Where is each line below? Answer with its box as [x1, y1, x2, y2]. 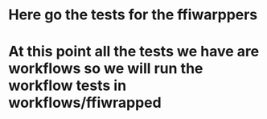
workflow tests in [8, 76, 127, 95]
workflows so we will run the [8, 59, 203, 78]
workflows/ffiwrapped [8, 94, 162, 112]
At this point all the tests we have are [8, 43, 260, 61]
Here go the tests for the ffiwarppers [8, 6, 258, 24]
